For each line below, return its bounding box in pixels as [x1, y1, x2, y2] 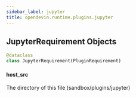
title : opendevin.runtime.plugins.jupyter [6, 14, 113, 20]
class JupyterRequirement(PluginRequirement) [6, 58, 121, 64]
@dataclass [6, 52, 33, 59]
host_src [6, 71, 29, 78]
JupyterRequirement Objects [6, 37, 117, 47]
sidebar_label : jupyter [6, 8, 66, 15]
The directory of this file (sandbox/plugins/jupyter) [6, 84, 131, 92]
